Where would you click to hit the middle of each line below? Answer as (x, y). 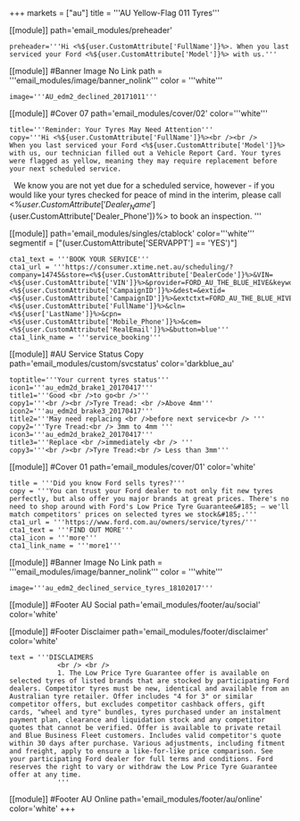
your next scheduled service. (66, 169)
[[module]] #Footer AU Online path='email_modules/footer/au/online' (136, 799)
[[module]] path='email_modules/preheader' (91, 30)
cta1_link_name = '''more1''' (66, 545)
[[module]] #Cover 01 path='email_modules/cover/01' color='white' (133, 466)
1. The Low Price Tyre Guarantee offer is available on (163, 673)
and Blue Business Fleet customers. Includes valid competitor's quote (145, 735)
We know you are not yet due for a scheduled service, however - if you (144, 185)
